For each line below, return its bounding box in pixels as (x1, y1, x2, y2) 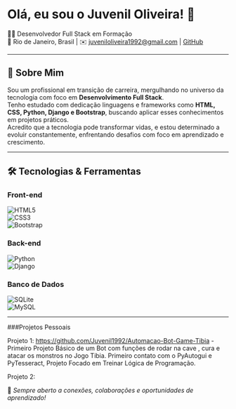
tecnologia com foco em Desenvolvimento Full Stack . (7, 93, 164, 101)
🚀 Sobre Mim (7, 67, 65, 79)
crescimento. (7, 138, 46, 146)
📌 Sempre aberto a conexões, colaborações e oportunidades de (7, 386, 194, 395)
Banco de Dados (7, 279, 65, 289)
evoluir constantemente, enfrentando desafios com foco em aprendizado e (7, 130, 224, 139)
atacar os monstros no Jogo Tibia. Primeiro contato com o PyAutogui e (7, 351, 212, 360)
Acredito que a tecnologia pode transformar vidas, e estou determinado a (7, 123, 220, 131)
